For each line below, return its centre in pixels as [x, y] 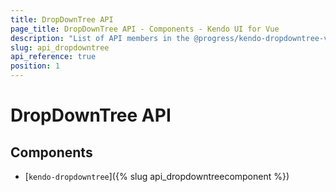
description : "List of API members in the [100, 38]
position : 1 [35, 66]
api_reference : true [53, 57]
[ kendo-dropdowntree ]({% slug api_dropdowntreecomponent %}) [157, 176]
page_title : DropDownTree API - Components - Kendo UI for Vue [145, 29]
